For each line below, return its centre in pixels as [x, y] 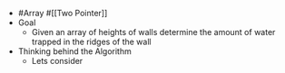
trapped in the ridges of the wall [91, 41]
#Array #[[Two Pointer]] [63, 13]
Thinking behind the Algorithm [74, 51]
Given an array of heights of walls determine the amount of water [153, 32]
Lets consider [57, 61]
